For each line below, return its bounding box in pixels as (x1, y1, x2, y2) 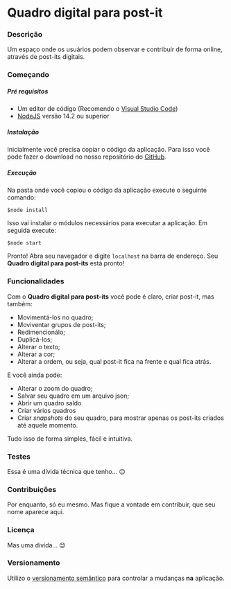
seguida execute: (7, 227, 57, 235)
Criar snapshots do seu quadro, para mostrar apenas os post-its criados (17, 414, 224, 422)
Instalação (7, 128, 40, 136)
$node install (7, 206, 49, 214)
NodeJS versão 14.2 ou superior (17, 112, 110, 121)
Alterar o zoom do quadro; (17, 384, 93, 392)
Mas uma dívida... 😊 (7, 540, 66, 549)
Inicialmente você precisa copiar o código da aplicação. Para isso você (7, 146, 210, 154)
